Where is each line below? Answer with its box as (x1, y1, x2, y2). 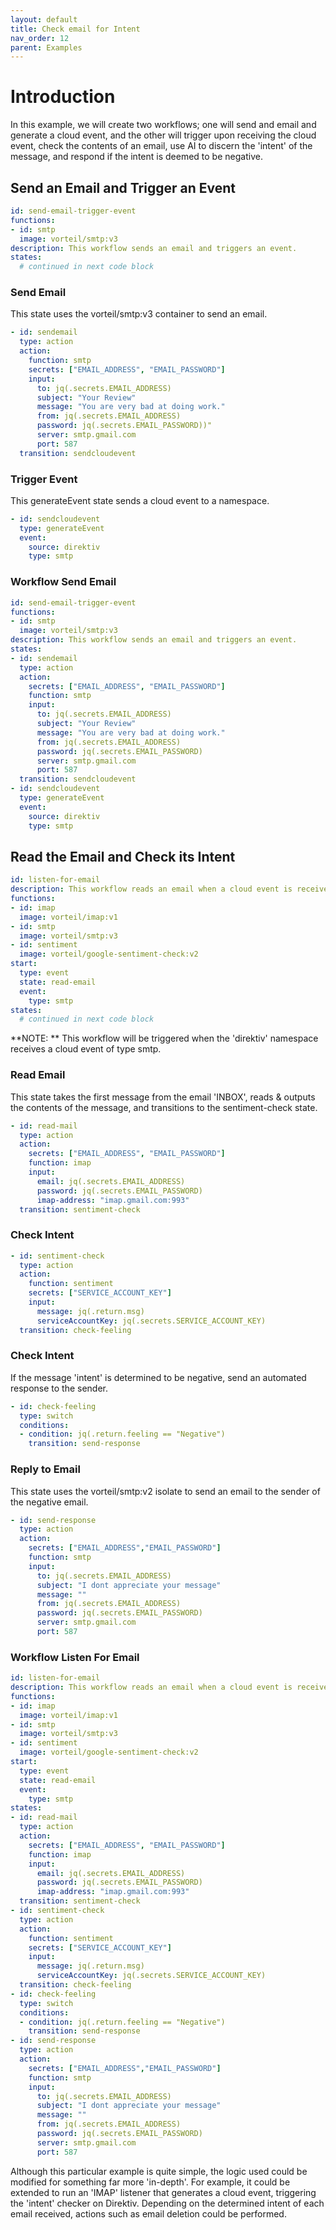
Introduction (10, 86, 116, 108)
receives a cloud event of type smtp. (10, 1043, 162, 1055)
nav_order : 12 (10, 33, 70, 43)
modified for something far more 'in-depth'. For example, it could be (10, 2176, 291, 2188)
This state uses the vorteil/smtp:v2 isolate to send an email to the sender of (10, 1485, 321, 1497)
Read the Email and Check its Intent (10, 848, 236, 865)
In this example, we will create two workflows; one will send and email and (10, 119, 317, 131)
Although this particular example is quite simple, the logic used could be (10, 2165, 308, 2177)
